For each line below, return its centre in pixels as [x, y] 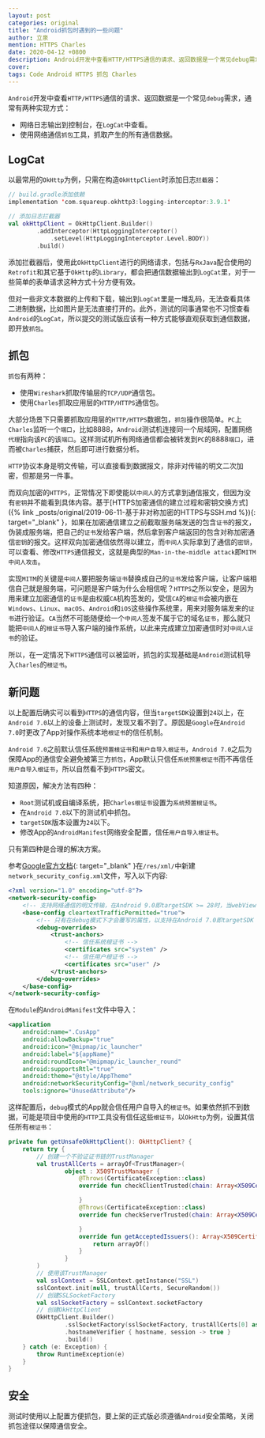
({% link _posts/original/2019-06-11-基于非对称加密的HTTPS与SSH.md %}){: [132, 513]
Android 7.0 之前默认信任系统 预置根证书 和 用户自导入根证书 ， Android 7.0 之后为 [130, 749]
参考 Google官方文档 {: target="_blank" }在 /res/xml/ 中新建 [102, 866]
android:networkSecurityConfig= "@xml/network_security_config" [129, 1084]
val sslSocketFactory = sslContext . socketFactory [119, 1303]
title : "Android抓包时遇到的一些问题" [66, 30]
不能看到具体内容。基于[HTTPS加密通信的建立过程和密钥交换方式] [141, 502]
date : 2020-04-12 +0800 [47, 52]
